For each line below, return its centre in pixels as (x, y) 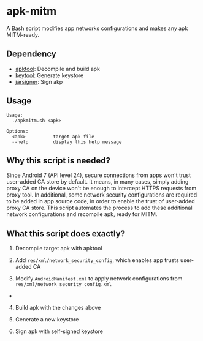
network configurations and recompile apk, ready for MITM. (82, 214)
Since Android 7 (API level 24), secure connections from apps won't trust (99, 175)
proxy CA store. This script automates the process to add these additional (99, 208)
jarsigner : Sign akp (39, 81)
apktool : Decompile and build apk (57, 69)
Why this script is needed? (58, 160)
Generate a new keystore (47, 320)
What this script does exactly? (66, 234)
